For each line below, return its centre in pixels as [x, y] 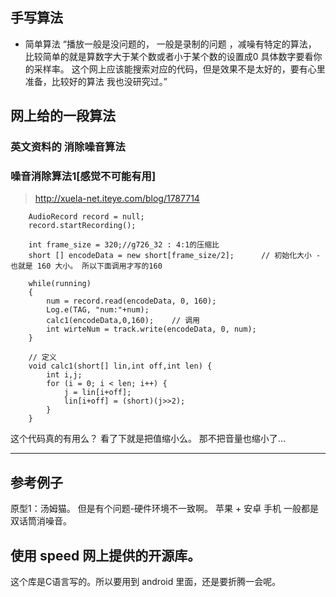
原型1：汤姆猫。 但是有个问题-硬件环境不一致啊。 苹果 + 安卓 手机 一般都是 [165, 509]
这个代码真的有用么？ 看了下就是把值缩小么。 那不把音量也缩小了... [148, 439]
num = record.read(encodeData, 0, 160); [131, 301]
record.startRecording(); [82, 226]
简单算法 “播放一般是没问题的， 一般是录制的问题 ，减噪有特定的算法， [170, 44]
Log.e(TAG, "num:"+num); [98, 310]
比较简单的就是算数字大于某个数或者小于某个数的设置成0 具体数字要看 [169, 56]
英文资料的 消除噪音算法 [68, 147]
